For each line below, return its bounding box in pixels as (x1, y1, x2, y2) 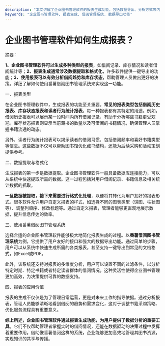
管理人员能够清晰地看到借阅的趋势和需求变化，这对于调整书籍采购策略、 (13, 301, 160, 307)
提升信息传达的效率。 (13, 211, 57, 217)
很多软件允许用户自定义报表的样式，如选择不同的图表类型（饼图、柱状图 (13, 199, 160, 205)
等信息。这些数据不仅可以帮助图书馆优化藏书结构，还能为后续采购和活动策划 (5, 143, 160, 149)
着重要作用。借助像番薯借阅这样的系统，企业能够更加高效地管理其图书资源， (5, 330, 160, 336)
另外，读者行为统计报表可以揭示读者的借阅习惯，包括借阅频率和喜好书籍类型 (5, 137, 160, 143)
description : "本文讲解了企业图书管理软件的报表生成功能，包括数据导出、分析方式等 (5, 7, 157, 12)
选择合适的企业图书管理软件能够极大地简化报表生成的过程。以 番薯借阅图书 (5, 232, 156, 238)
